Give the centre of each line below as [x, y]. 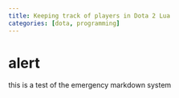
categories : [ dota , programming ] [64, 23]
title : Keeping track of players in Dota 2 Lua [89, 16]
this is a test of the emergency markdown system [90, 85]
